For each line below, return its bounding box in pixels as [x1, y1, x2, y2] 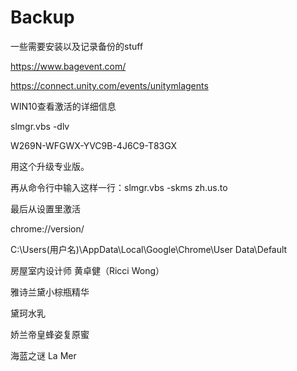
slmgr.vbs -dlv [10, 120, 70, 132]
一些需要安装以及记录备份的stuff [10, 40, 144, 52]
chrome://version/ [10, 222, 85, 235]
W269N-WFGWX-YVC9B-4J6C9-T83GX [10, 139, 178, 151]
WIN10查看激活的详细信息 [10, 100, 117, 112]
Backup [10, 6, 75, 29]
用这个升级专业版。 [10, 160, 90, 172]
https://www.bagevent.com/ [10, 60, 127, 72]
